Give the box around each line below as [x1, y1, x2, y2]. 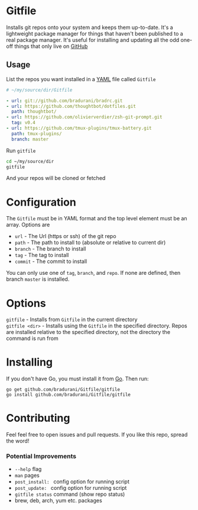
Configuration [6, 195, 77, 209]
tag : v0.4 [11, 120, 35, 126]
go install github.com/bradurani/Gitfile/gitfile [6, 392, 131, 398]
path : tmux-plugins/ [11, 130, 62, 137]
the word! [6, 437, 30, 445]
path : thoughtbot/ [11, 108, 57, 115]
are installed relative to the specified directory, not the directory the [6, 329, 170, 336]
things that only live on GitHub [14, 43, 88, 50]
